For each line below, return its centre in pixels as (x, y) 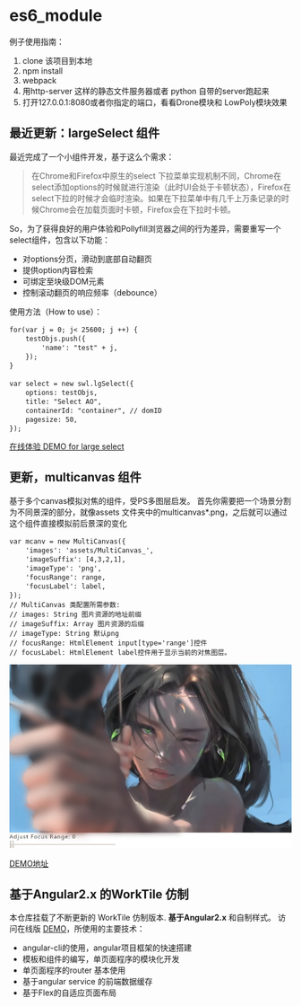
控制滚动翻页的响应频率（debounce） (92, 292)
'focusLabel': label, (65, 586)
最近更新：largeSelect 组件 (85, 133)
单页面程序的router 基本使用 (74, 970)
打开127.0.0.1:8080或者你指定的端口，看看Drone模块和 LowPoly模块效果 (155, 102)
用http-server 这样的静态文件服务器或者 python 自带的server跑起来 (146, 91)
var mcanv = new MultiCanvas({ (68, 541)
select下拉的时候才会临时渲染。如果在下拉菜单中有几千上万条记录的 (156, 198)
